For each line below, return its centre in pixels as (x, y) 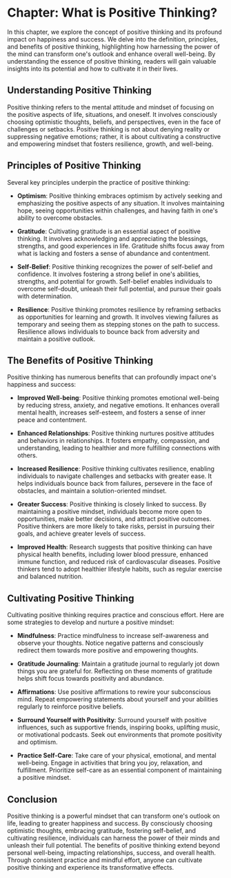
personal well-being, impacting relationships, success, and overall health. (111, 853)
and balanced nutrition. (50, 576)
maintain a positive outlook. (56, 339)
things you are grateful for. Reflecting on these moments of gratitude (114, 671)
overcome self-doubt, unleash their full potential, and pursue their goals (119, 289)
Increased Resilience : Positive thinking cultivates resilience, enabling (116, 469)
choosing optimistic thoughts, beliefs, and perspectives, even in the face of (114, 122)
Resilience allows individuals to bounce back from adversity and (108, 331)
